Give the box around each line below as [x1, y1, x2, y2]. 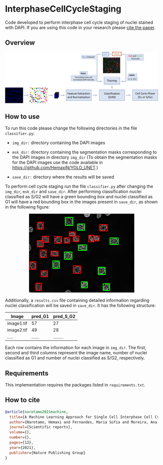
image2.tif [7, 327, 28, 333]
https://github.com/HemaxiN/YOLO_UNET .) [12, 165, 98, 171]
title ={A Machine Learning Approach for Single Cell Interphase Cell [9, 415, 153, 419]
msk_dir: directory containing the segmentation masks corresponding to [12, 149, 157, 155]
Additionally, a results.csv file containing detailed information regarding [5, 297, 149, 304]
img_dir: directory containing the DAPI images [12, 140, 105, 146]
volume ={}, [9, 430, 32, 435]
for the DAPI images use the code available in [12, 160, 103, 165]
